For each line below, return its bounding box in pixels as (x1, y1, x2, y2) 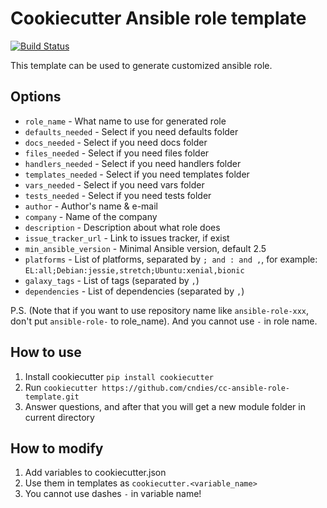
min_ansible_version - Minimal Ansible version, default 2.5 (24, 242, 267, 254)
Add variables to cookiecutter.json (24, 467, 167, 479)
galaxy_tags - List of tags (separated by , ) (24, 274, 200, 286)
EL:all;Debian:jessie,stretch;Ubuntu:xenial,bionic (24, 265, 245, 276)
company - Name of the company (24, 210, 158, 222)
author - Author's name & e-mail (24, 200, 159, 212)
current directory (24, 411, 95, 423)
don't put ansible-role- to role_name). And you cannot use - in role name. (10, 315, 318, 327)
